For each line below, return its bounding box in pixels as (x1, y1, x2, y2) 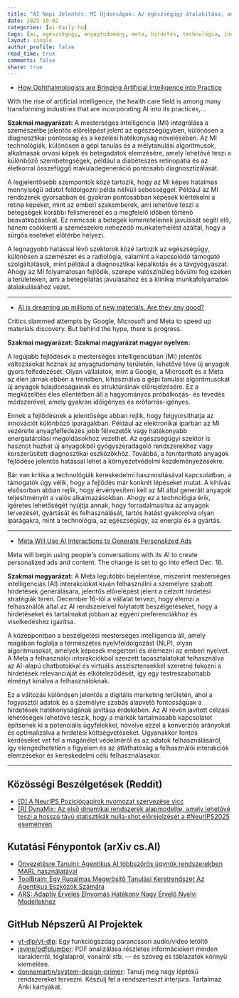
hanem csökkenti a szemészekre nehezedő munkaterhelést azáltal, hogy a (7, 223, 226, 232)
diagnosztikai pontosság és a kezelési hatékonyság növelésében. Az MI (7, 133, 218, 142)
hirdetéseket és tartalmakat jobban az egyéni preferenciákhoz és (7, 609, 198, 618)
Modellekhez (17, 897, 56, 906)
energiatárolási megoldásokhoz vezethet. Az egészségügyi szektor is (7, 434, 211, 442)
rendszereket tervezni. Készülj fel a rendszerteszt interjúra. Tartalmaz (17, 975, 222, 984)
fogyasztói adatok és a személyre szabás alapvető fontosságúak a (7, 698, 202, 706)
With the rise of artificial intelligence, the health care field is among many (7, 97, 222, 106)
